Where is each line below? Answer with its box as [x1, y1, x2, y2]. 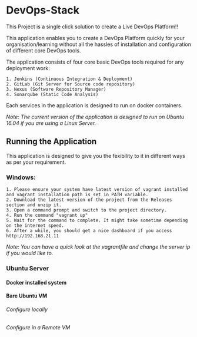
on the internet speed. [6, 223, 65, 229]
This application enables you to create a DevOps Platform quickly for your [6, 34, 185, 41]
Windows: [6, 173, 36, 181]
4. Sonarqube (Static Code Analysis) [6, 91, 99, 97]
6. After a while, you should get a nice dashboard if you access [6, 228, 172, 234]
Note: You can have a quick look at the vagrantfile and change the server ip [6, 243, 191, 250]
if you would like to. [6, 250, 54, 257]
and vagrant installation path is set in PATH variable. [6, 192, 149, 198]
